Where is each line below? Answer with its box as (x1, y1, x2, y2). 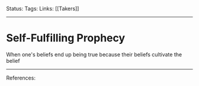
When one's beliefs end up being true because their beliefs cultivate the (6, 50, 182, 58)
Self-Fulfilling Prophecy (6, 31, 126, 45)
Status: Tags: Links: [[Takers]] (6, 5, 79, 12)
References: (6, 74, 36, 81)
